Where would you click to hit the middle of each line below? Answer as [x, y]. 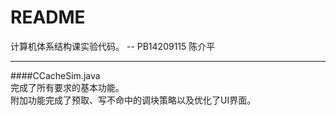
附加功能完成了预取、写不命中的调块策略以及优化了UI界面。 [133, 100]
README [48, 17]
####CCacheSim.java [55, 75]
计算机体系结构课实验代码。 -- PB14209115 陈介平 [113, 46]
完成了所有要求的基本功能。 [67, 87]
